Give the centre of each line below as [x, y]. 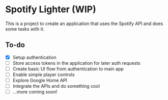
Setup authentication [35, 57]
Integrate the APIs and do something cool [56, 86]
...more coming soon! [35, 92]
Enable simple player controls [44, 74]
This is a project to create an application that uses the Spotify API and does [84, 23]
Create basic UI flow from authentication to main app [68, 69]
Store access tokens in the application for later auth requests [77, 63]
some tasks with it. [25, 29]
